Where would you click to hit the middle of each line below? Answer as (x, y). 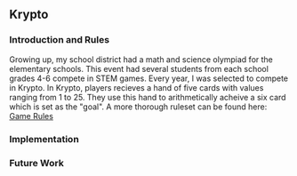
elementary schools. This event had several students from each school (139, 68)
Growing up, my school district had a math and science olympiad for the (141, 59)
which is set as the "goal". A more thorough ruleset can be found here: (138, 107)
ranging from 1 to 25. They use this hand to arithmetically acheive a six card (148, 97)
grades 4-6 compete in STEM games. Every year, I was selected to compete (149, 78)
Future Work (36, 163)
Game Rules (31, 116)
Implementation (44, 139)
